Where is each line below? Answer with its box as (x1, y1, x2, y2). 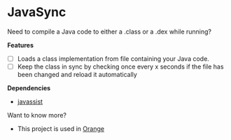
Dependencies (7, 84, 51, 92)
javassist (17, 97, 43, 106)
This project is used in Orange (17, 125, 105, 133)
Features (7, 41, 34, 49)
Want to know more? (7, 111, 67, 120)
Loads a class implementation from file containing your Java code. (17, 54, 210, 63)
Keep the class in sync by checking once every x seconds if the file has (17, 62, 224, 71)
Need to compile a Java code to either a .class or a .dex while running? (7, 27, 212, 36)
